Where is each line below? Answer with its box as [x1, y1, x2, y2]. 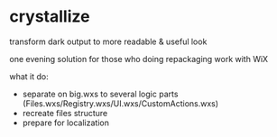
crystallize [9, 6, 90, 27]
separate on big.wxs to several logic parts [22, 88, 179, 99]
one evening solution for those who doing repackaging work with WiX [9, 53, 269, 64]
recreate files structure [22, 107, 108, 118]
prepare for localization [22, 117, 110, 128]
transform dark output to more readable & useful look [9, 36, 208, 47]
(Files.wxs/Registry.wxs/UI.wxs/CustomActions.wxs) [22, 97, 219, 109]
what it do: [9, 70, 50, 82]
